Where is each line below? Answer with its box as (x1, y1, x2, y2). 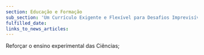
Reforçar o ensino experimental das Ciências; (5, 42, 120, 50)
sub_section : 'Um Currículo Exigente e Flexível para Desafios (5, 15, 170, 21)
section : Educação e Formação (5, 8, 83, 15)
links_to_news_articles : (5, 25, 69, 32)
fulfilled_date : (5, 20, 47, 26)
